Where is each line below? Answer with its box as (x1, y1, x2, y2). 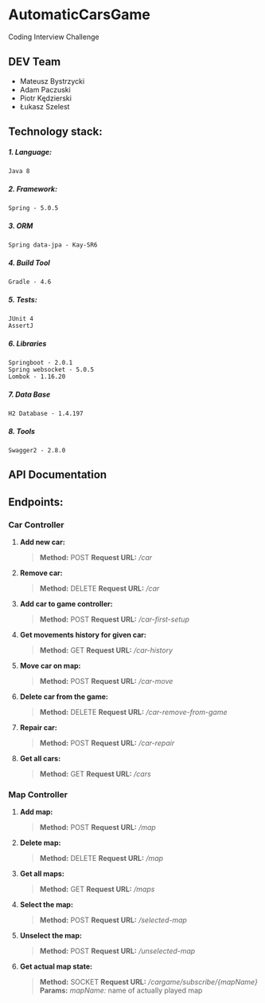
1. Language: (8, 147, 53, 156)
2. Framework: (8, 184, 58, 193)
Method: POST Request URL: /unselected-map (39, 946, 196, 956)
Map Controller (8, 788, 68, 800)
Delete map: (19, 838, 61, 847)
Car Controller (8, 519, 65, 530)
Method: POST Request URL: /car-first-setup (39, 614, 189, 624)
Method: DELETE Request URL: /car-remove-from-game (39, 707, 228, 717)
